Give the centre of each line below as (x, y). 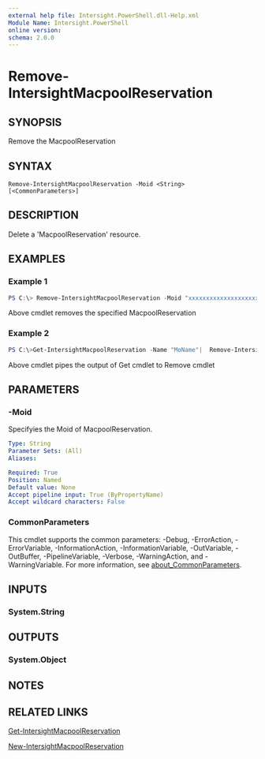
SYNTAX (30, 166)
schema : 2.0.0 (32, 37)
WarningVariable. (36, 564)
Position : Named (35, 480)
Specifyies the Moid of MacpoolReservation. (80, 429)
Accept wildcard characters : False (67, 502)
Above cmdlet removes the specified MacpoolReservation (102, 313)
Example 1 (28, 282)
